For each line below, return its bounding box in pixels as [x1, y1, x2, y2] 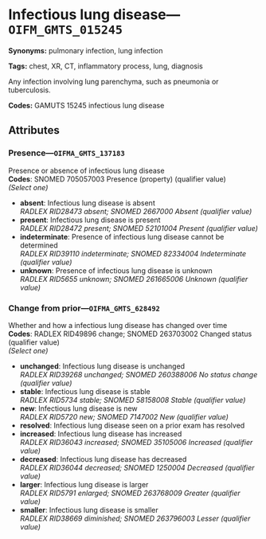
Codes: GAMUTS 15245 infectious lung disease [8, 100, 165, 110]
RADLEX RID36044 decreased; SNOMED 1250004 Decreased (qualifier [19, 463, 255, 472]
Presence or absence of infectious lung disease [8, 166, 165, 175]
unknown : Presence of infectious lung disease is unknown [19, 265, 213, 275]
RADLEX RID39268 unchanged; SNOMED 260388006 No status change [19, 369, 258, 379]
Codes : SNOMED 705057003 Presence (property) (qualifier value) [8, 174, 227, 184]
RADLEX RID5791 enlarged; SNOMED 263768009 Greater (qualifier [19, 488, 241, 498]
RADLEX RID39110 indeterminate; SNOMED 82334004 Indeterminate [19, 248, 247, 258]
